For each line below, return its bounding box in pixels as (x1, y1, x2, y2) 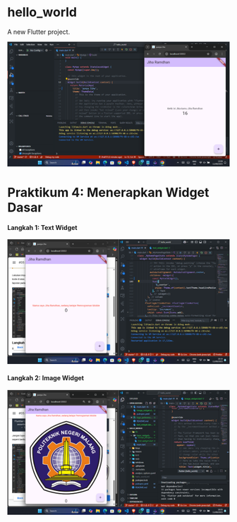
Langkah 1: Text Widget (7, 223, 78, 231)
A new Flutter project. (7, 28, 71, 36)
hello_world (7, 4, 78, 20)
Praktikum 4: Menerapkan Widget (7, 185, 209, 201)
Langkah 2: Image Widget (7, 373, 85, 382)
